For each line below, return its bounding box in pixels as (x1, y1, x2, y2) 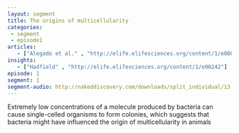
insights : (7, 57, 37, 64)
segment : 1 (7, 76, 40, 84)
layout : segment (7, 10, 55, 18)
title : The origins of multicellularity (7, 17, 129, 24)
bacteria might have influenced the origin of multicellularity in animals (7, 118, 211, 127)
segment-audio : (7, 83, 53, 90)
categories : (7, 23, 43, 31)
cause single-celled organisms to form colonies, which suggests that (7, 110, 210, 119)
